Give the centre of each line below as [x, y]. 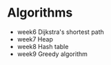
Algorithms [40, 13]
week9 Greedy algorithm [52, 54]
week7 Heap [35, 39]
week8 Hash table [43, 46]
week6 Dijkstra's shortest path [61, 32]
